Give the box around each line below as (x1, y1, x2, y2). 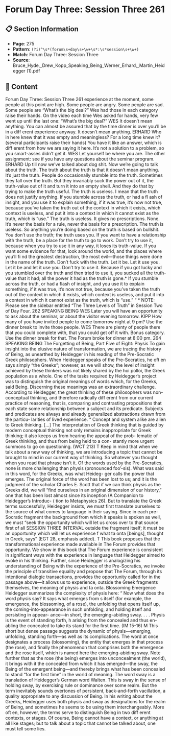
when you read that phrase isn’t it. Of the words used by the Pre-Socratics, (5, 460, 163, 466)
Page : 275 (12, 41, 35, 46)
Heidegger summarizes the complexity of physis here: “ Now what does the (5, 590, 164, 596)
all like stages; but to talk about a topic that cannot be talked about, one (5, 720, 156, 726)
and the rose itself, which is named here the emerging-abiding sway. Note (5, 650, 161, 656)
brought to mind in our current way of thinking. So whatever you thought (5, 454, 158, 460)
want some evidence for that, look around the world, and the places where (5, 248, 162, 254)
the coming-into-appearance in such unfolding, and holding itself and (5, 606, 152, 612)
